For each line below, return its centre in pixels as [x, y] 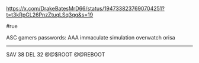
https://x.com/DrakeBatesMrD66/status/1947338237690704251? [85, 9]
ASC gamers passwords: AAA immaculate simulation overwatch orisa [91, 37]
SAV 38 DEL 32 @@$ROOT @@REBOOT [56, 54]
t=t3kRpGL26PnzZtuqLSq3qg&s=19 [50, 15]
